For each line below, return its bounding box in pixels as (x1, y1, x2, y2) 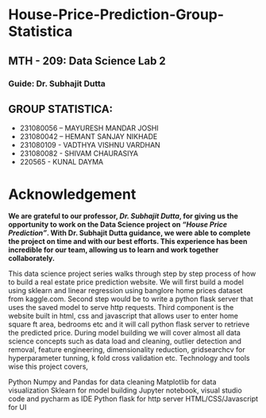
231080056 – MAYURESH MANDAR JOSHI (19, 123, 159, 133)
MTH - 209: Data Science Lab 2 (8, 54, 167, 68)
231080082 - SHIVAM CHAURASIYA (19, 149, 139, 158)
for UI (8, 403, 27, 412)
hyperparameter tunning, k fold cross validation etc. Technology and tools (8, 354, 250, 363)
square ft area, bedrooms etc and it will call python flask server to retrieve (8, 319, 250, 329)
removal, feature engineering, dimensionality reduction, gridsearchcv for (8, 345, 246, 354)
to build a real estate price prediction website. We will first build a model (8, 277, 245, 287)
